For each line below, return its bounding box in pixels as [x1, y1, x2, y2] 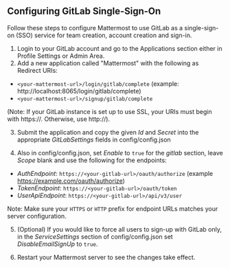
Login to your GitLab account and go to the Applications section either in [16, 44, 222, 52]
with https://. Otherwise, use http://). [7, 115, 111, 123]
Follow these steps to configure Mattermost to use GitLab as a [7, 23, 183, 32]
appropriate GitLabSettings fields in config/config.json [16, 135, 172, 144]
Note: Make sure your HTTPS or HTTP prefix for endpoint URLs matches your [7, 204, 218, 212]
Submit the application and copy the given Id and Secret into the [16, 128, 199, 136]
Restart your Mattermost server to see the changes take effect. [16, 253, 196, 261]
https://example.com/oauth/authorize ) [16, 177, 126, 185]
